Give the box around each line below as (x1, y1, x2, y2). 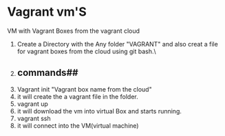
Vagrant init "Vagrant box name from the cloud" (17, 85, 153, 93)
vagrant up (17, 100, 48, 108)
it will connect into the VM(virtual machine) (17, 121, 139, 130)
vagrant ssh (17, 114, 52, 122)
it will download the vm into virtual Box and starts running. (17, 107, 182, 115)
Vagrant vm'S (7, 4, 87, 20)
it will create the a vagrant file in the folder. (17, 92, 139, 100)
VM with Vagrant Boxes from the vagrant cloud (7, 27, 140, 35)
